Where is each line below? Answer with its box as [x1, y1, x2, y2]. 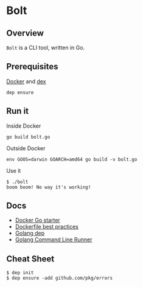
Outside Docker [6, 144, 46, 152]
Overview [6, 28, 44, 38]
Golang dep [15, 229, 44, 237]
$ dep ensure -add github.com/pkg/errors [6, 275, 113, 282]
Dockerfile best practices [15, 223, 79, 230]
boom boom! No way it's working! [6, 184, 91, 190]
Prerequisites [6, 61, 58, 72]
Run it [6, 106, 29, 116]
